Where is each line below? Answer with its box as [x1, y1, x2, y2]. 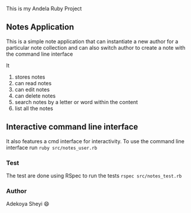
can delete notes [14, 92, 56, 99]
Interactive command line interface [6, 122, 138, 132]
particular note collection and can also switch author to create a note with [6, 44, 186, 51]
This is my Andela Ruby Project [6, 5, 82, 12]
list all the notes [14, 105, 53, 112]
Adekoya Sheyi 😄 [6, 201, 50, 208]
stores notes [14, 73, 46, 80]
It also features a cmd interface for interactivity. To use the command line [6, 137, 184, 144]
